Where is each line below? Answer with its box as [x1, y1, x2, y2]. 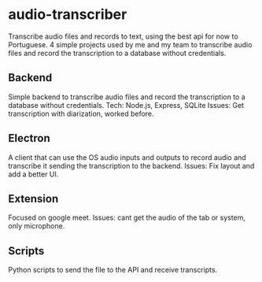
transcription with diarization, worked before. [8, 109, 155, 118]
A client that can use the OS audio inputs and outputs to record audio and [8, 152, 246, 162]
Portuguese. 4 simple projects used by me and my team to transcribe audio [8, 39, 253, 49]
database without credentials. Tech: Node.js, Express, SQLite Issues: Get [8, 100, 245, 109]
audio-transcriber [8, 6, 127, 24]
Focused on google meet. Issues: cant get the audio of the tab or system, [8, 213, 246, 222]
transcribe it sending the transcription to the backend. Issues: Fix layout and [8, 161, 255, 170]
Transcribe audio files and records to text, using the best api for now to [8, 32, 238, 41]
